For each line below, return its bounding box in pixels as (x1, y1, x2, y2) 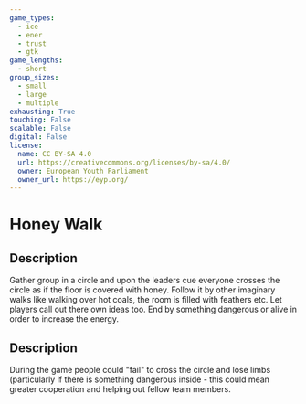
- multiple (17, 98, 59, 108)
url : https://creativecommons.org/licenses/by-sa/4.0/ (17, 157, 231, 167)
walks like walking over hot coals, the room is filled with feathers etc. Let (9, 294, 283, 305)
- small (17, 81, 47, 90)
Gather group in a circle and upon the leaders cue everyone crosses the (9, 275, 280, 286)
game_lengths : (9, 56, 64, 65)
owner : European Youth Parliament (17, 166, 149, 175)
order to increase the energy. (9, 314, 119, 324)
